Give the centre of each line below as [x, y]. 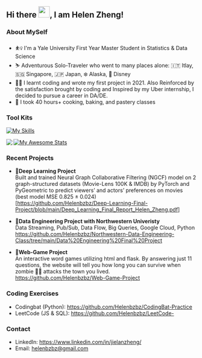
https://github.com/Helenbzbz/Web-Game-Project [77, 278]
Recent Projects [30, 158]
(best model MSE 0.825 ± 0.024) [55, 197]
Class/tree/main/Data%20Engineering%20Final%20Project [89, 241]
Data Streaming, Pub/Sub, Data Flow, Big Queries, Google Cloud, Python [105, 228]
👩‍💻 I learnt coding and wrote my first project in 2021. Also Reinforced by [105, 83]
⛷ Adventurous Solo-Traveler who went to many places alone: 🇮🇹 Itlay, [104, 65]
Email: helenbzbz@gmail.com [52, 348]
